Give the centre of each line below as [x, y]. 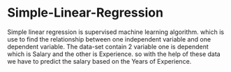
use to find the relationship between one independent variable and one [109, 39]
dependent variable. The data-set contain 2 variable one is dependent [108, 46]
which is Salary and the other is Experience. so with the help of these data [114, 54]
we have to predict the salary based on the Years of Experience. [99, 61]
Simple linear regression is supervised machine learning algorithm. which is [116, 32]
